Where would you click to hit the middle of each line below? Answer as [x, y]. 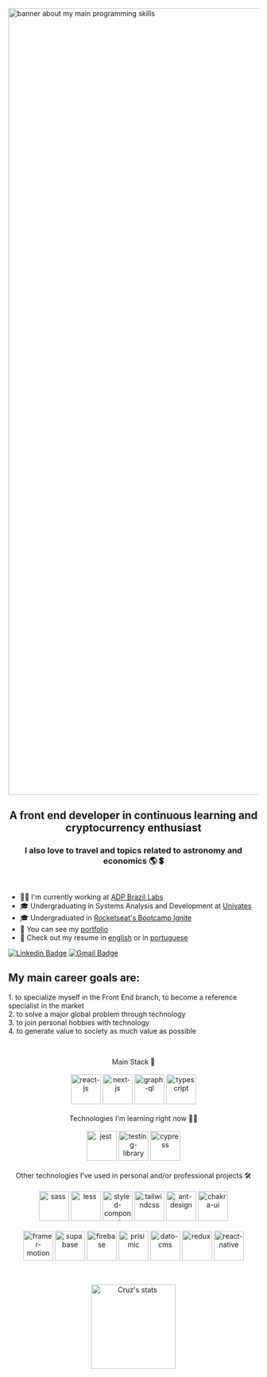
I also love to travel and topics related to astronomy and [133, 851]
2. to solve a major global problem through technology [97, 1014]
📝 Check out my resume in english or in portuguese [104, 938]
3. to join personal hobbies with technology [79, 1022]
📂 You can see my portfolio [64, 929]
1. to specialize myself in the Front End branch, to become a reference [123, 997]
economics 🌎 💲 [133, 861]
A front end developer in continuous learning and [133, 816]
